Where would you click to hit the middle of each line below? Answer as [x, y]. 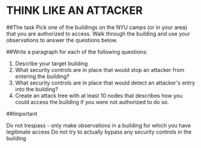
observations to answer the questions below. [62, 40]
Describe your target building [51, 63]
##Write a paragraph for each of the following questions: [77, 51]
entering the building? [42, 76]
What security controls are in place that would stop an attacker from [100, 69]
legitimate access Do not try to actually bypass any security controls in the [99, 132]
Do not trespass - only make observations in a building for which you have [99, 125]
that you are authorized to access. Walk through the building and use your [98, 33]
